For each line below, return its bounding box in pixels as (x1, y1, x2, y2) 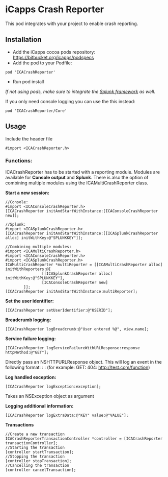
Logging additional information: (5, 402, 74, 409)
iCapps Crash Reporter (5, 4, 104, 15)
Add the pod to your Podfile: (12, 60, 72, 66)
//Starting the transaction (5, 445, 65, 450)
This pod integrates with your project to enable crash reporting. (5, 20, 138, 27)
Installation (5, 35, 42, 44)
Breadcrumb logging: (5, 317, 51, 323)
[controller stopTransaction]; (5, 458, 72, 463)
